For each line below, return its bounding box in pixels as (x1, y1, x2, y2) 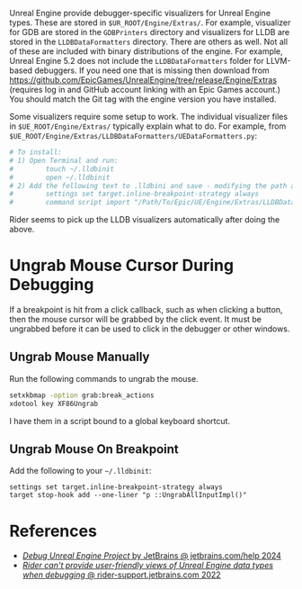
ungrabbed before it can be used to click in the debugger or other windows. (9, 323, 290, 334)
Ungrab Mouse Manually (9, 349, 150, 365)
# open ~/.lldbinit (9, 173, 111, 182)
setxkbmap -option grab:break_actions (9, 391, 155, 400)
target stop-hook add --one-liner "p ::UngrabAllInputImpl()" (9, 491, 247, 500)
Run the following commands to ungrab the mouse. (9, 373, 200, 384)
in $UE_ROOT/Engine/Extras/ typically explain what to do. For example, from (9, 121, 287, 131)
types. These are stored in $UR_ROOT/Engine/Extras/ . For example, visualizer (9, 17, 291, 28)
